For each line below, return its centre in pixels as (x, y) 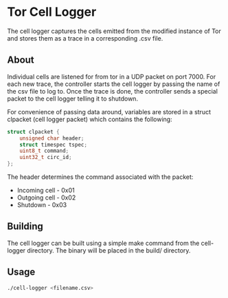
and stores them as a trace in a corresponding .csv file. (85, 38)
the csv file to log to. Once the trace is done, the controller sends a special (113, 91)
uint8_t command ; (44, 151)
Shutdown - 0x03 (42, 205)
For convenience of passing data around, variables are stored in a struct (109, 111)
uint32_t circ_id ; (46, 158)
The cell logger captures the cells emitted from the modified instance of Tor (114, 31)
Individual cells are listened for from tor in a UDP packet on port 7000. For (112, 76)
